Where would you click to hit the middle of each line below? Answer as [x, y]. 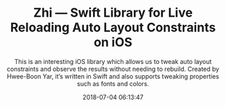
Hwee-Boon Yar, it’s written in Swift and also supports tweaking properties [113, 76]
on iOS [113, 42]
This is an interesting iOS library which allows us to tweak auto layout [113, 61]
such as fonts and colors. [113, 83]
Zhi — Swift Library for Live [113, 13]
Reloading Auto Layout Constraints [113, 27]
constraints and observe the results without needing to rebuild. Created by [113, 69]
